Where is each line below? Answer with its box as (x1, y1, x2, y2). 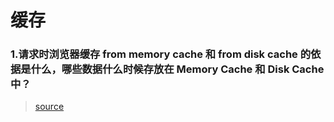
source (34, 101, 65, 113)
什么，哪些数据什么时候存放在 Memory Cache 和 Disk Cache (30, 62, 325, 76)
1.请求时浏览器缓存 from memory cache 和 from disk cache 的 (10, 47, 312, 61)
